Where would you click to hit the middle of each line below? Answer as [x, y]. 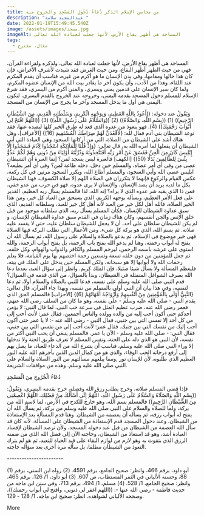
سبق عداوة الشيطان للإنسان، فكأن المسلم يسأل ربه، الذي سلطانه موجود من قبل [98, 210]
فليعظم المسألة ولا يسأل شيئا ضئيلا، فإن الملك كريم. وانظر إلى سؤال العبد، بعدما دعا [102, 268]
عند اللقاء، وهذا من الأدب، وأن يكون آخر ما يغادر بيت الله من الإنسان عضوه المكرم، [99, 82]
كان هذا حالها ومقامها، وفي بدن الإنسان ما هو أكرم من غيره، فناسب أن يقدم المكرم [100, 76]
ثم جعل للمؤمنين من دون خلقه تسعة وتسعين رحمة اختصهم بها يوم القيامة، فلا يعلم [99, 255]
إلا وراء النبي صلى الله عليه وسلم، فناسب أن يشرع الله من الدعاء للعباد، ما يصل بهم [100, 345]
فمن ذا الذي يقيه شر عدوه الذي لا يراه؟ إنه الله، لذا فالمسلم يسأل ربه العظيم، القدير [101, 191]
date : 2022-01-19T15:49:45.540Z [48, 23]
